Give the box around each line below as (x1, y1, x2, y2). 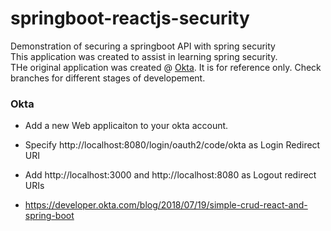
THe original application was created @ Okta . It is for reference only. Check (10, 61, 322, 73)
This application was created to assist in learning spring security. (10, 50, 278, 62)
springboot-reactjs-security (10, 7, 250, 30)
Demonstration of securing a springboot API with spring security (10, 40, 276, 52)
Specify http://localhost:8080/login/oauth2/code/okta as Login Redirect (24, 139, 321, 151)
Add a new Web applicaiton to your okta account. (24, 120, 229, 132)
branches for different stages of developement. (10, 72, 206, 84)
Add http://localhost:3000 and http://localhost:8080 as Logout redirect (24, 169, 317, 181)
